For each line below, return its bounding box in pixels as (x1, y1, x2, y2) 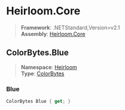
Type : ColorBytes (20, 70, 65, 77)
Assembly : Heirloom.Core (20, 30, 86, 37)
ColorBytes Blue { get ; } (6, 99, 71, 105)
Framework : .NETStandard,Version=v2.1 (20, 24, 120, 31)
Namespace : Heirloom (20, 63, 78, 71)
